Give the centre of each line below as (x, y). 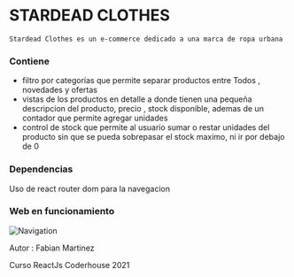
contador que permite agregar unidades (95, 118)
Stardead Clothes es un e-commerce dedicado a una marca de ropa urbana (146, 39)
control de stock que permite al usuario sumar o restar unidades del (146, 127)
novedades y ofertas (59, 90)
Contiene (30, 61)
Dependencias (41, 169)
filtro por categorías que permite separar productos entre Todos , (141, 81)
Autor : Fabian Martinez (52, 248)
